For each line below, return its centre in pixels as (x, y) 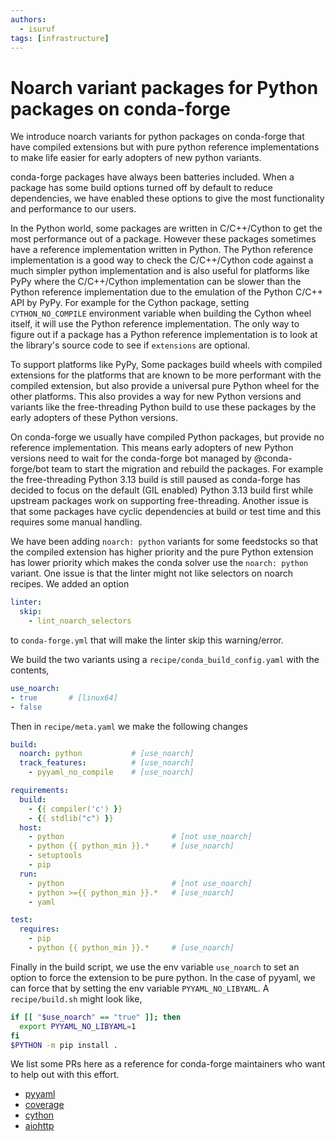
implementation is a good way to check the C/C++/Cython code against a (162, 260)
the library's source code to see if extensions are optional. (130, 345)
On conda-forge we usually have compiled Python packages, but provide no (167, 437)
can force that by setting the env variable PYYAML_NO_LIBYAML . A (140, 988)
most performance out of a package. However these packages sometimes (163, 239)
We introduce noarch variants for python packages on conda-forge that (157, 137)
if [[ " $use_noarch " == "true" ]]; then (96, 1017)
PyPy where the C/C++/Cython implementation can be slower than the (156, 282)
